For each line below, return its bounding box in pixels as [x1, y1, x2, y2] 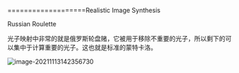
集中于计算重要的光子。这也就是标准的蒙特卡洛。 [13, 43, 157, 52]
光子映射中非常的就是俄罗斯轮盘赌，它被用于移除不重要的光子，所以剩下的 [7, 35, 225, 43]
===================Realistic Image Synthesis [7, 6, 161, 14]
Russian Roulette [7, 20, 57, 28]
